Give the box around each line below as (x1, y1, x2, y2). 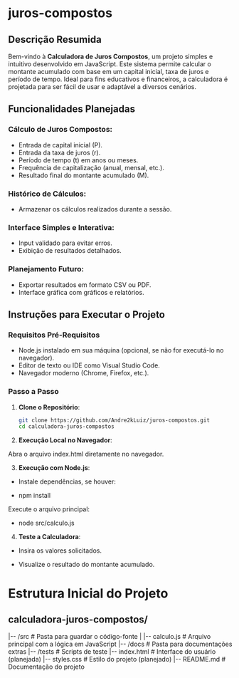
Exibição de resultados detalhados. (18, 246, 122, 255)
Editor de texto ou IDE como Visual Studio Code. (18, 361, 161, 370)
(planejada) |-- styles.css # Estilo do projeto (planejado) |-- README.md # (8, 655, 226, 664)
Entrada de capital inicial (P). (18, 140, 102, 149)
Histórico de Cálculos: (8, 189, 87, 199)
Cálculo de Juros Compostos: (8, 125, 113, 135)
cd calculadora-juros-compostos (18, 423, 115, 430)
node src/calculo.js (18, 518, 75, 528)
